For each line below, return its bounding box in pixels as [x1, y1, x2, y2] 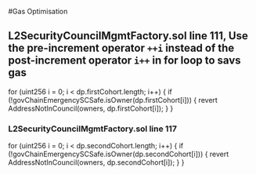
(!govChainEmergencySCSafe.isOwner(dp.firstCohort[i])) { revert [8, 95, 218, 104]
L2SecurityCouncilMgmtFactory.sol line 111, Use [8, 29, 248, 42]
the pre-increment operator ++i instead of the [8, 42, 235, 55]
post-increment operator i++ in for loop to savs [8, 54, 241, 67]
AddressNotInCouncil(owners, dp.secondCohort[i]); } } [8, 158, 185, 167]
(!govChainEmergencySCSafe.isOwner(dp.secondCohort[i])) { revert [8, 149, 229, 159]
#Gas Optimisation [8, 7, 68, 16]
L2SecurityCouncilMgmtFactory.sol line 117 [8, 123, 178, 134]
